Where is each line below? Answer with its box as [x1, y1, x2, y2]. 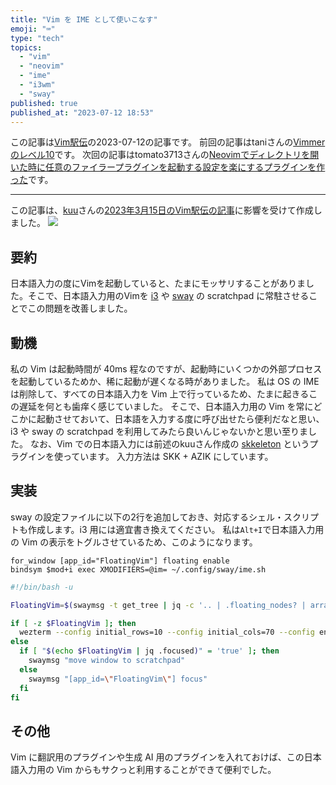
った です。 [10, 174, 54, 186]
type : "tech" [10, 33, 65, 43]
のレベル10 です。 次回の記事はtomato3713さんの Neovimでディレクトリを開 [10, 149, 320, 161]
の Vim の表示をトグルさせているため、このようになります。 [10, 536, 258, 548]
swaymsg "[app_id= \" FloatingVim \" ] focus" [28, 674, 208, 684]
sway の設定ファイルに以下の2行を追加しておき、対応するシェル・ [10, 511, 285, 523]
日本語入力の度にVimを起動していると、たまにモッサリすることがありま [10, 277, 306, 290]
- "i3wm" [19, 80, 56, 90]
